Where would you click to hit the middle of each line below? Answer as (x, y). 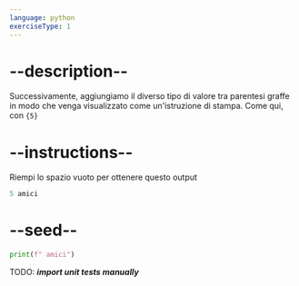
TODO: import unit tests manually (74, 272)
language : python (42, 18)
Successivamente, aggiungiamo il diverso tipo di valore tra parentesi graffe (150, 96)
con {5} (24, 115)
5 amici (24, 194)
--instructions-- (71, 152)
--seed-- (44, 230)
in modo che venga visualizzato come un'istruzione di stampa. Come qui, (146, 106)
